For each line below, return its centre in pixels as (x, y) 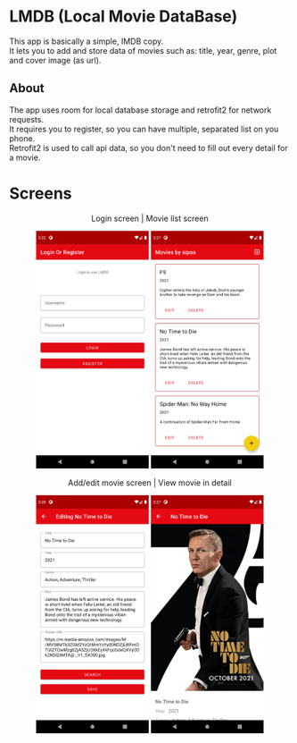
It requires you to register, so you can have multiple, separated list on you (144, 129)
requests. (27, 119)
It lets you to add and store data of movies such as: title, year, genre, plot (143, 50)
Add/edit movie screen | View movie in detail (150, 483)
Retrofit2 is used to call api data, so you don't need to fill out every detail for (148, 148)
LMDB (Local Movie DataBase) (124, 17)
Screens (41, 193)
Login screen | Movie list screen (150, 218)
